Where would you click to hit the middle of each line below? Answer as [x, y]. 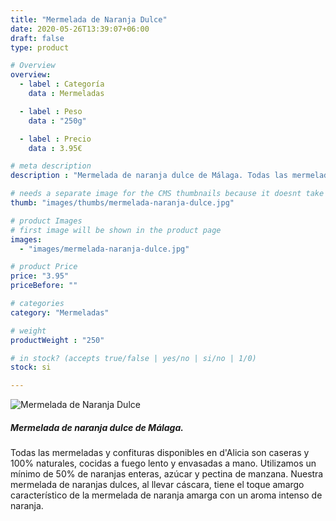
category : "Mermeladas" [60, 312]
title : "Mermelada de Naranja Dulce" [89, 19]
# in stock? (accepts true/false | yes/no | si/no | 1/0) [133, 358]
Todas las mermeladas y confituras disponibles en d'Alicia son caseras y [160, 453]
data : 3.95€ [55, 148]
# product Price [44, 267]
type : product [40, 47]
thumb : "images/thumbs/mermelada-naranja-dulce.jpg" [122, 203]
